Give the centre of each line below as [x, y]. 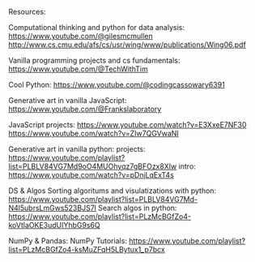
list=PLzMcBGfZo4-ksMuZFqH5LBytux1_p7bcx [87, 249]
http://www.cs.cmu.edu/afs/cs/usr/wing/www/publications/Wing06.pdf [127, 45]
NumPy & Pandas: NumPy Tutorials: [68, 241]
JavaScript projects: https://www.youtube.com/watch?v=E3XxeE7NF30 [127, 125]
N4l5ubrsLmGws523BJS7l [53, 208]
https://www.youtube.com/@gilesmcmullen [81, 36]
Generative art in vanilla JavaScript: [68, 100]
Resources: [27, 12]
